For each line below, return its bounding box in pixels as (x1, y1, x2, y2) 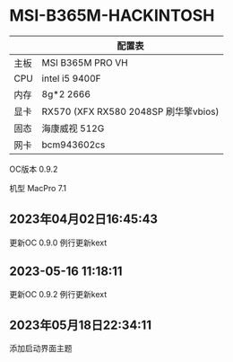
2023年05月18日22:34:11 (9, 317, 152, 332)
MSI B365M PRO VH (41, 56, 128, 68)
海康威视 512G (41, 122, 105, 135)
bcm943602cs (41, 138, 106, 151)
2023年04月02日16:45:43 (9, 212, 159, 227)
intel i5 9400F (41, 72, 101, 84)
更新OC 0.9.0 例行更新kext (9, 237, 108, 248)
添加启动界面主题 (9, 343, 73, 354)
